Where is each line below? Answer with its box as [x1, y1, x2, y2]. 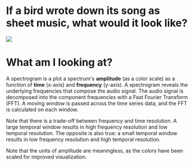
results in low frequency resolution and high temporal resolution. [6, 136, 161, 143]
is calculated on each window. [6, 106, 79, 113]
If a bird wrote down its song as [6, 4, 160, 17]
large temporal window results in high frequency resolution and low [6, 123, 168, 130]
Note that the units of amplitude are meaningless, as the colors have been [6, 147, 184, 154]
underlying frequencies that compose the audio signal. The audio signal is [6, 87, 184, 94]
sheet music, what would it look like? [6, 16, 188, 30]
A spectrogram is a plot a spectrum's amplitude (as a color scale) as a [6, 75, 175, 82]
